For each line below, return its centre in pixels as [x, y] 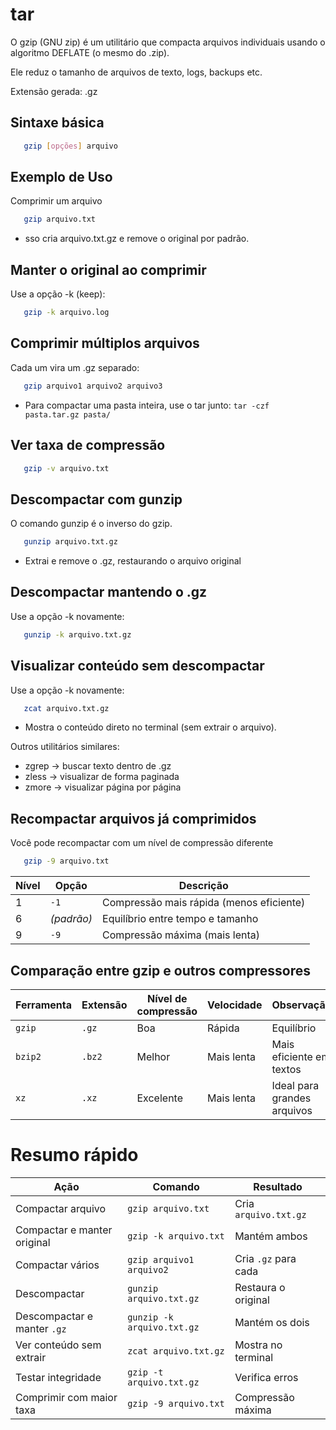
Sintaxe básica [57, 123]
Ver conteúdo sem [58, 1345]
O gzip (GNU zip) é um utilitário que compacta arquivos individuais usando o [168, 42]
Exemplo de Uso [61, 177]
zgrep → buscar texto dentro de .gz [98, 766]
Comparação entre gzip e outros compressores [160, 970]
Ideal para [295, 1085]
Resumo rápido [74, 1155]
